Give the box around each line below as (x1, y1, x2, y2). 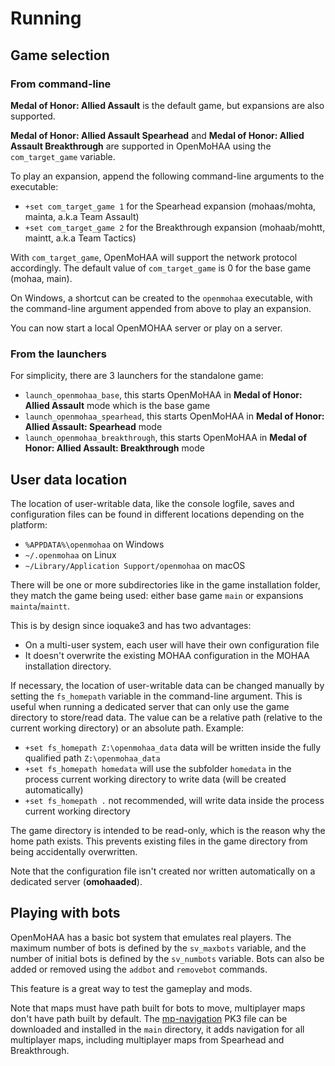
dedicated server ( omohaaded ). (10, 875, 143, 887)
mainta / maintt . (10, 600, 70, 612)
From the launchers (10, 347, 107, 361)
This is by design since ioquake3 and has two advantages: (10, 619, 252, 631)
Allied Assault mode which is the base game (24, 400, 211, 412)
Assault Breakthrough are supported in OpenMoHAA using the (10, 140, 272, 152)
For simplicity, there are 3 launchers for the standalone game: (10, 370, 264, 382)
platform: (10, 518, 48, 531)
